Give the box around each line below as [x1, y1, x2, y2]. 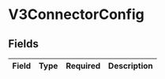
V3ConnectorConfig [8, 6, 144, 24]
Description [107, 61, 154, 71]
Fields [8, 37, 39, 51]
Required [66, 61, 101, 71]
